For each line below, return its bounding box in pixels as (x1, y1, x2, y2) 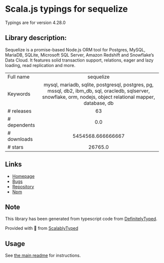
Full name (7, 73, 30, 80)
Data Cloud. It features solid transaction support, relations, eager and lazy (5, 57, 154, 63)
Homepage (12, 173, 35, 179)
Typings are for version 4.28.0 (5, 20, 66, 25)
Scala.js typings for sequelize (5, 3, 128, 15)
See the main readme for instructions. (5, 253, 81, 259)
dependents (7, 121, 35, 128)
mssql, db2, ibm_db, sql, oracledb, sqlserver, (47, 87, 150, 94)
